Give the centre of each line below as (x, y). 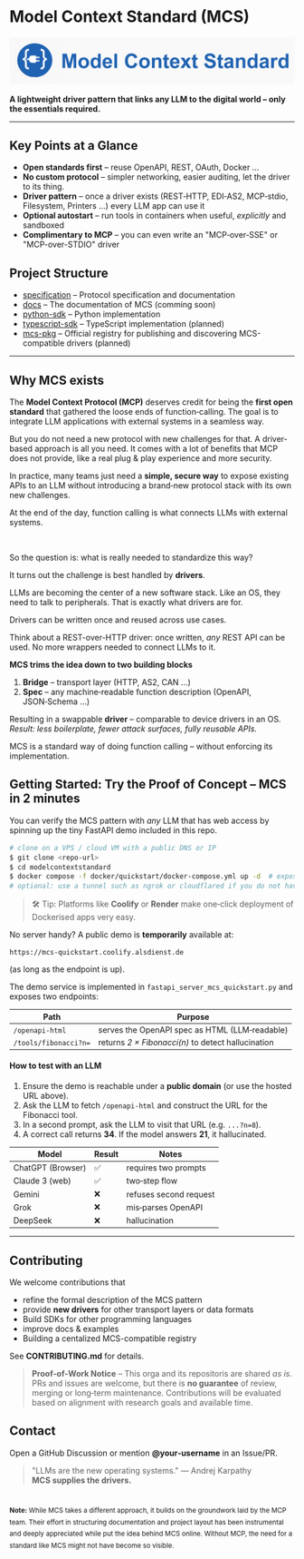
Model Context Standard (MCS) (130, 17)
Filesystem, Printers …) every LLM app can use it (114, 206)
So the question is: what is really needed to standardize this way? (131, 558)
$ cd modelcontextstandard (60, 867)
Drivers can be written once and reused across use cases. (118, 620)
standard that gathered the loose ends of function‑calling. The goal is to (144, 412)
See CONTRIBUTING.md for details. (77, 1356)
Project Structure (59, 273)
